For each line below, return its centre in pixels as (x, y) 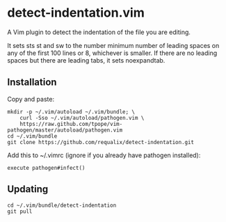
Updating (28, 189)
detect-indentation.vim (76, 13)
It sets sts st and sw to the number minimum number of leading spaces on (113, 45)
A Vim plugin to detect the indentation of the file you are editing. (99, 32)
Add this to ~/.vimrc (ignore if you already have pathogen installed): (104, 155)
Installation (32, 82)
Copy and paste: (31, 99)
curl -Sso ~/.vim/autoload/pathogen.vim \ (82, 118)
